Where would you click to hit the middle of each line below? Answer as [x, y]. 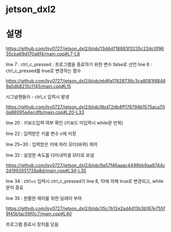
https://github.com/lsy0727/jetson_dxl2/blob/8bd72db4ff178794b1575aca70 [85, 107]
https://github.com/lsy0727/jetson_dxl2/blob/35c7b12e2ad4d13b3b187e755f [85, 209]
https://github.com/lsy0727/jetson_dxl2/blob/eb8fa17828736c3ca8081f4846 [86, 81]
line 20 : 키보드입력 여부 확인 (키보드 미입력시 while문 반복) [64, 123]
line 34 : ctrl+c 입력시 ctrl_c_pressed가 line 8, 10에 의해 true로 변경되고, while [85, 181]
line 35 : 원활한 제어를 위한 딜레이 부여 [44, 198]
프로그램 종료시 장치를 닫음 [32, 224]
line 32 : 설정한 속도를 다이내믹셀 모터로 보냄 [50, 155]
